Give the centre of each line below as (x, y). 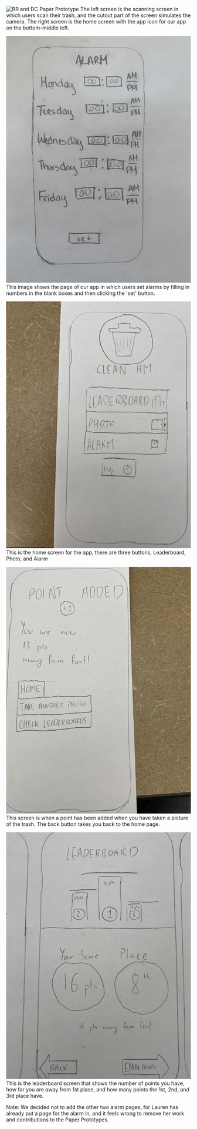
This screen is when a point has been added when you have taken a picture (97, 818)
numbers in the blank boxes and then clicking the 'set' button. (81, 293)
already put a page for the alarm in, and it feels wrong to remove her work (95, 1113)
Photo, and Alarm (27, 559)
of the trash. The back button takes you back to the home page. (83, 824)
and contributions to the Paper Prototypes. (58, 1120)
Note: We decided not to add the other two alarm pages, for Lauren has (92, 1107)
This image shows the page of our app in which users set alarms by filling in (98, 287)
